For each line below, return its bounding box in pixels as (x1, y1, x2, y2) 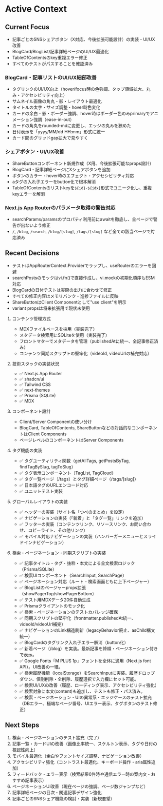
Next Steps (5, 721, 39, 729)
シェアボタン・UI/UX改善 (5, 148, 65, 155)
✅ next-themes (19, 387, 50, 393)
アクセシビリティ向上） (20, 92, 68, 98)
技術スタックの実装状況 (12, 361, 59, 366)
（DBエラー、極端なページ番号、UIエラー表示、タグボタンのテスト (19, 700, 153, 706)
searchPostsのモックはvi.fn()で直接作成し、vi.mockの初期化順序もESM (12, 275, 155, 281)
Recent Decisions (5, 249, 59, 257)
